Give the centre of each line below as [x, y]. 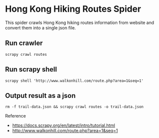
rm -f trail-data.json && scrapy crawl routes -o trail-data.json [74, 107]
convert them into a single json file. [40, 27]
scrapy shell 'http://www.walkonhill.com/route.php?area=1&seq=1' [74, 81]
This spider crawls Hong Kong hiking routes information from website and [80, 23]
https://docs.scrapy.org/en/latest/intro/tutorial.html [64, 125]
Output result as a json [40, 96]
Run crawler [24, 43]
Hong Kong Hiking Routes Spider [73, 9]
